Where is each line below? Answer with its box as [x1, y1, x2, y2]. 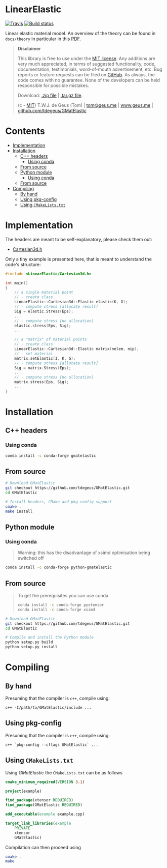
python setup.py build [5, 640, 53, 645]
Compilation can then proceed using [5, 844, 81, 850]
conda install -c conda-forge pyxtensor [17, 602, 104, 607]
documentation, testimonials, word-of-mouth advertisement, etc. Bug [17, 66, 162, 72]
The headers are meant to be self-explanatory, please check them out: [5, 236, 153, 242]
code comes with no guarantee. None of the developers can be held [17, 77, 160, 83]
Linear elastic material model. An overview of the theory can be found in [5, 30, 156, 36]
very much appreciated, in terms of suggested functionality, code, [17, 61, 156, 67]
